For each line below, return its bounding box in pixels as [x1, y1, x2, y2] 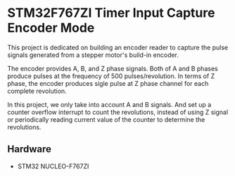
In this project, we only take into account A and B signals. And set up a [7, 100, 212, 108]
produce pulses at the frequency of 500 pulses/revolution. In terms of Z [7, 72, 215, 80]
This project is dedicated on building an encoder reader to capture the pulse [7, 43, 229, 51]
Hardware [7, 143, 51, 156]
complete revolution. [7, 87, 67, 95]
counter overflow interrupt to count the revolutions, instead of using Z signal [7, 108, 229, 116]
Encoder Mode [7, 20, 95, 36]
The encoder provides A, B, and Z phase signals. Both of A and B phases [7, 64, 218, 73]
